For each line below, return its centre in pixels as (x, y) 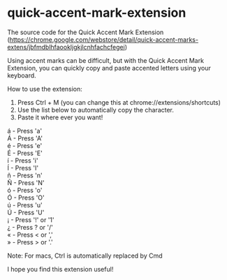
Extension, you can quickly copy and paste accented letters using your (109, 68)
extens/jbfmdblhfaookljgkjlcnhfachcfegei (66, 47)
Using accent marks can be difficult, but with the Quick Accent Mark (106, 60)
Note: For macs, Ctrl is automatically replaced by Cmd (85, 256)
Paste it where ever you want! (60, 117)
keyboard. (22, 75)
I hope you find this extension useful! (60, 269)
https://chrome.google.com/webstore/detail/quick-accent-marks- (104, 39)
